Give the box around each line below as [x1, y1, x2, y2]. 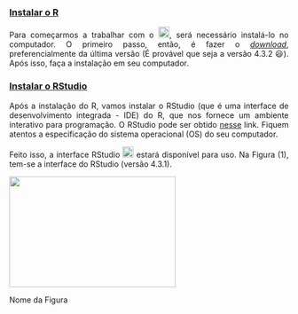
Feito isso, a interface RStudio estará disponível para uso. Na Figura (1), [9, 149, 290, 160]
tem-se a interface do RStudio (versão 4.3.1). [9, 158, 173, 169]
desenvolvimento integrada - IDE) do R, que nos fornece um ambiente [9, 109, 289, 121]
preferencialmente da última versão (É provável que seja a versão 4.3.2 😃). [9, 49, 289, 59]
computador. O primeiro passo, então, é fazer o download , [9, 39, 289, 50]
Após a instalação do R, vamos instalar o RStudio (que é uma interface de [9, 100, 289, 111]
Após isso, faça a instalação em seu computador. [9, 58, 189, 68]
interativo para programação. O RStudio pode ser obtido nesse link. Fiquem [9, 119, 289, 130]
